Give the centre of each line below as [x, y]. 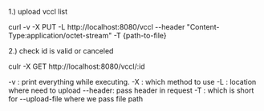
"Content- [203, 27]
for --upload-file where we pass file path [76, 99]
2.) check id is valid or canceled [61, 51]
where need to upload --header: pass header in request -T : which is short [131, 90]
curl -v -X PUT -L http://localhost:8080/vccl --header [97, 27]
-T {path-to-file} [140, 36]
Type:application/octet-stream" [60, 36]
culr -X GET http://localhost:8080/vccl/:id [77, 66]
